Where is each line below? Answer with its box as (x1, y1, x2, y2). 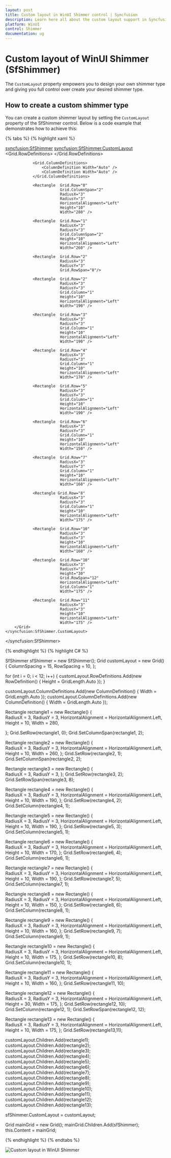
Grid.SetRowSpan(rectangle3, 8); (5, 776, 75, 783)
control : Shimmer (5, 27, 42, 32)
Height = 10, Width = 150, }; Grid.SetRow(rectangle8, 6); (5, 902, 122, 908)
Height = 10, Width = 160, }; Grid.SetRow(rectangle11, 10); (5, 980, 125, 986)
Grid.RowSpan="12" (60, 575, 99, 580)
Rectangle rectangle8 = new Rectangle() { (5, 891, 93, 897)
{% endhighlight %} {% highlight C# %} (5, 648, 89, 654)
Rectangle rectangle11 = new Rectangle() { (5, 969, 94, 975)
